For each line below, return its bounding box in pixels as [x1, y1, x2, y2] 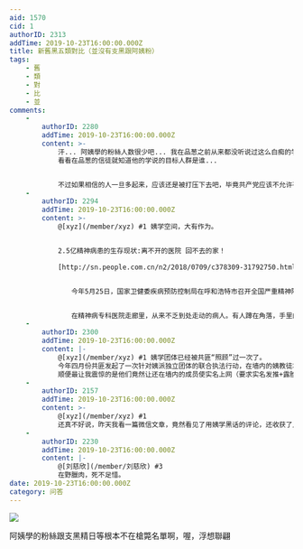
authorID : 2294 [41, 197, 99, 206]
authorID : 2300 [41, 328, 99, 337]
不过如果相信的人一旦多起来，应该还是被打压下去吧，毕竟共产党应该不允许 [57, 180, 293, 190]
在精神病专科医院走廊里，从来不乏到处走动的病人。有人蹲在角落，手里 [70, 311, 293, 321]
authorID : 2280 [41, 123, 99, 132]
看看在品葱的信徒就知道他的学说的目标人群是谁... [57, 155, 218, 165]
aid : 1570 [9, 13, 47, 23]
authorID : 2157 [41, 386, 99, 395]
